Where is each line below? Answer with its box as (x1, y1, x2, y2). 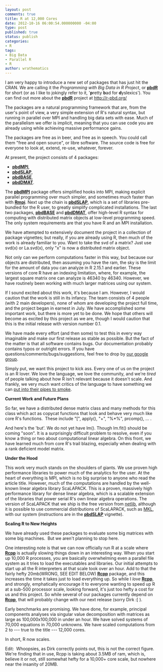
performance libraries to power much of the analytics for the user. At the (5, 470, 150, 475)
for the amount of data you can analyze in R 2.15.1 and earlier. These (5, 265, 141, 271)
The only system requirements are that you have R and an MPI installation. (5, 220, 153, 226)
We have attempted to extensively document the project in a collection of (5, 230, 151, 235)
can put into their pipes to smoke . (5, 386, 72, 392)
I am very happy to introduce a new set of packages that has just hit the (5, 79, 148, 85)
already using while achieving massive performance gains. (5, 125, 122, 131)
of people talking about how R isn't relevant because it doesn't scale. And (5, 376, 152, 382)
